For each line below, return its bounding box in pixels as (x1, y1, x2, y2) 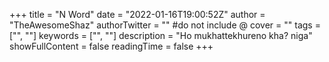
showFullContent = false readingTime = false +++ (9, 40, 214, 52)
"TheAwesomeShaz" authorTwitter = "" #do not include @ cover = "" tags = (9, 19, 321, 31)
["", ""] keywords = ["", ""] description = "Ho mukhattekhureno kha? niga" (9, 30, 313, 41)
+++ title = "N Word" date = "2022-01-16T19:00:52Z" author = (9, 9, 266, 20)
